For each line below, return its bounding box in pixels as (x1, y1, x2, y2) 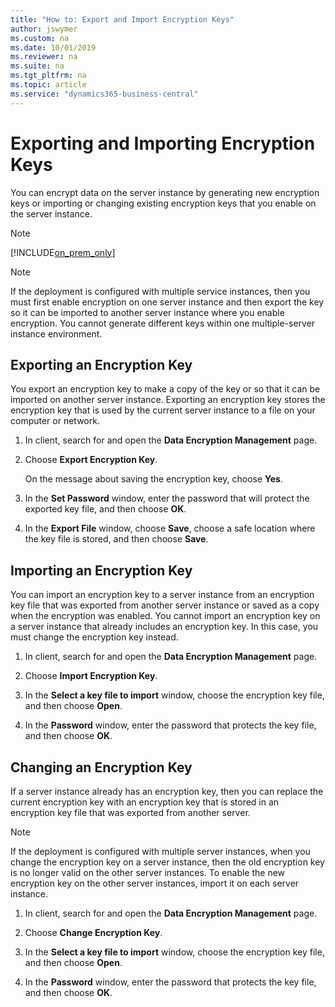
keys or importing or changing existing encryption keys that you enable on (10, 197, 317, 209)
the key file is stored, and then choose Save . (24, 533, 209, 545)
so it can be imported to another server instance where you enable (10, 306, 285, 318)
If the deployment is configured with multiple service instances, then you (10, 285, 311, 297)
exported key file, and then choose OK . (24, 503, 187, 515)
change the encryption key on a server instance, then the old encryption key (10, 856, 325, 868)
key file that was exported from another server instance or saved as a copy (10, 599, 320, 611)
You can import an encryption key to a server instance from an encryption (10, 589, 315, 601)
